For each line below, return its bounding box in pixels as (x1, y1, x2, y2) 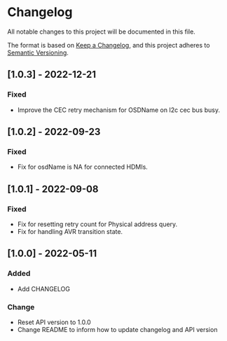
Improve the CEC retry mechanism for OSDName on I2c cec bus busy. (17, 106, 221, 114)
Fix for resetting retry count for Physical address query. (17, 220, 178, 228)
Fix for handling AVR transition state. (17, 228, 123, 235)
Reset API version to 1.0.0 (17, 318, 91, 326)
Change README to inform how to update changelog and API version (17, 325, 218, 333)
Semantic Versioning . (7, 48, 69, 57)
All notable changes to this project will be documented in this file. (7, 27, 196, 36)
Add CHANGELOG (17, 284, 70, 293)
